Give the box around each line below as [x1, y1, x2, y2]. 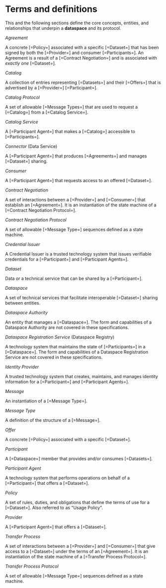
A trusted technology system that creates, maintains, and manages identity [5, 373, 159, 379]
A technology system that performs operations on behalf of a [5, 475, 130, 481]
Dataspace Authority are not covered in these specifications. [5, 324, 129, 330]
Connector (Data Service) [5, 143, 57, 149]
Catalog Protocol [5, 94, 40, 100]
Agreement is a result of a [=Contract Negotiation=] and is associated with [5, 55, 158, 61]
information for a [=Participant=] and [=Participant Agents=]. [5, 379, 129, 385]
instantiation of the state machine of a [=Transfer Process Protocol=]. [5, 553, 147, 559]
